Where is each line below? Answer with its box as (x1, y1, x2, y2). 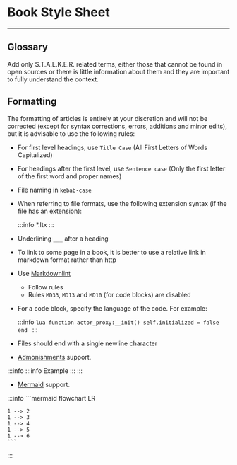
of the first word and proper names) (17, 171, 122, 180)
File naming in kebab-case (17, 185, 92, 194)
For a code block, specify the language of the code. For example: (17, 304, 208, 312)
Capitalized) (17, 150, 53, 159)
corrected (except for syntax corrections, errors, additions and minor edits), (7, 122, 227, 130)
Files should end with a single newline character (17, 339, 158, 348)
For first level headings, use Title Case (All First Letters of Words (17, 143, 208, 151)
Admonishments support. (17, 352, 92, 361)
